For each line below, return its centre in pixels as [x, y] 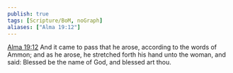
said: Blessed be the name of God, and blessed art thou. [90, 62]
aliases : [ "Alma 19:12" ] [44, 27]
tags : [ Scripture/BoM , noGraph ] [55, 21]
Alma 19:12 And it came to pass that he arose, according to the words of [112, 47]
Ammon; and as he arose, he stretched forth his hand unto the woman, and [117, 55]
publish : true [28, 14]
